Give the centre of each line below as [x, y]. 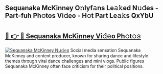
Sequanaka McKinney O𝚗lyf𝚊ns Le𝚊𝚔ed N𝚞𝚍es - [82, 8]
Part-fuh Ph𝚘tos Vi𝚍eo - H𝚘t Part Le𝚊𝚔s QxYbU [79, 16]
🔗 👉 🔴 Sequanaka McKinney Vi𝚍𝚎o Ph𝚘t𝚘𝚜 [73, 36]
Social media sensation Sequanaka [105, 50]
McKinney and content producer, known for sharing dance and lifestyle [77, 56]
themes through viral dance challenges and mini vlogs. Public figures [75, 61]
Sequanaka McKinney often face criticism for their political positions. [74, 66]
